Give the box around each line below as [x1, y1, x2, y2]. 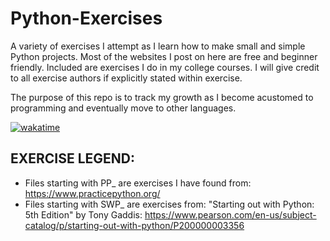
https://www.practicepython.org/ [24, 187, 161, 199]
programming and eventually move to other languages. [10, 102, 237, 114]
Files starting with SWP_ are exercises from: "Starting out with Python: [24, 198, 315, 210]
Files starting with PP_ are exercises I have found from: [24, 177, 252, 189]
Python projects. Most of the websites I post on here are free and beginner [10, 50, 318, 62]
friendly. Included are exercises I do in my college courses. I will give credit [10, 61, 320, 73]
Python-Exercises [10, 7, 163, 30]
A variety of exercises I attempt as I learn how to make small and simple [10, 40, 306, 52]
